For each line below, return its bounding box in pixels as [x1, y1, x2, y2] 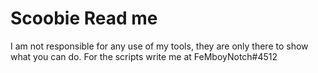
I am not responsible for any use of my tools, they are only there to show [10, 40, 309, 52]
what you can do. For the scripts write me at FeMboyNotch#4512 [10, 50, 278, 62]
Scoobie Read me [10, 7, 158, 30]
